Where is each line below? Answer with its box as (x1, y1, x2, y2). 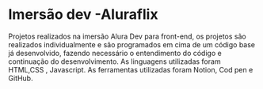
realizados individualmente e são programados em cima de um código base (8, 39, 256, 49)
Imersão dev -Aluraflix (8, 6, 158, 24)
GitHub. (8, 73, 33, 83)
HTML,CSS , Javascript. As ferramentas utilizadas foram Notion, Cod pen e (8, 65, 253, 74)
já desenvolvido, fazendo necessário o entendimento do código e (8, 48, 222, 57)
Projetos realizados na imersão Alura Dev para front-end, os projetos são (8, 32, 247, 41)
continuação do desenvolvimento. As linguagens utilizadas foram (8, 57, 221, 66)
